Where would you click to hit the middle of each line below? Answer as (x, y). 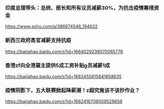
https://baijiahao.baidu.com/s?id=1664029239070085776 (64, 51)
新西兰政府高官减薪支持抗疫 (38, 40)
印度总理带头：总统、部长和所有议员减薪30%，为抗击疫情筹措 (80, 7)
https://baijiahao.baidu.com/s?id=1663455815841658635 (63, 76)
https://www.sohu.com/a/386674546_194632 (52, 26)
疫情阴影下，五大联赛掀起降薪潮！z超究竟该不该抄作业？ (73, 90)
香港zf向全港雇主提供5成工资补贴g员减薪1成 (57, 65)
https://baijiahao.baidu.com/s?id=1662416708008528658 (64, 102)
